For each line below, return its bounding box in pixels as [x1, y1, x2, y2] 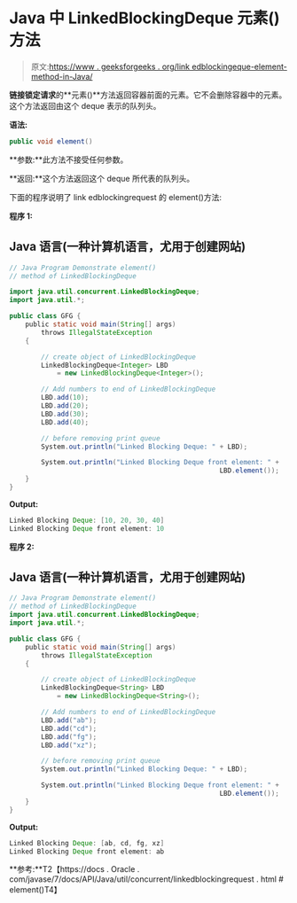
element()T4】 [9, 884, 62, 895]
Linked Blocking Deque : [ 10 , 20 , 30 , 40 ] [9, 516, 165, 525]
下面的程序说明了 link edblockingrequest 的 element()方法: [9, 191, 222, 202]
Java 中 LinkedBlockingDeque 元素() [9, 8, 281, 28]
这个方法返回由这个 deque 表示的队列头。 [9, 100, 161, 111]
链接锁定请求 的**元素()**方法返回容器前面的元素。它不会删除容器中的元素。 [9, 90, 287, 100]
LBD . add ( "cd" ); [41, 724, 98, 733]
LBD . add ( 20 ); [41, 401, 90, 410]
